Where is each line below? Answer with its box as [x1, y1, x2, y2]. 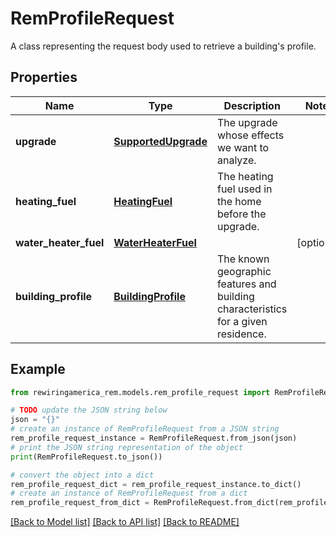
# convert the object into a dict [10, 470, 155, 480]
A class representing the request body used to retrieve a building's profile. [10, 40, 317, 52]
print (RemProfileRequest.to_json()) [10, 452, 163, 462]
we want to [216, 140, 270, 154]
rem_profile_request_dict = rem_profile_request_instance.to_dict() [10, 479, 302, 489]
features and [216, 277, 277, 291]
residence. [216, 327, 267, 341]
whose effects [216, 128, 285, 142]
